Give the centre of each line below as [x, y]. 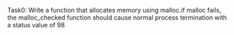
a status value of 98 [36, 25]
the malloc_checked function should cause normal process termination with [117, 17]
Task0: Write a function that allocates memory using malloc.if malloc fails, [115, 10]
